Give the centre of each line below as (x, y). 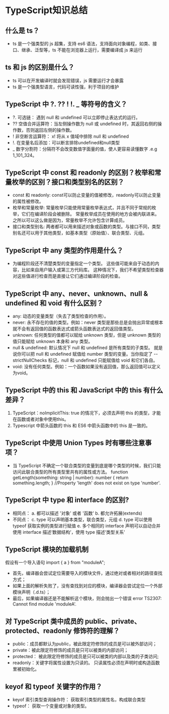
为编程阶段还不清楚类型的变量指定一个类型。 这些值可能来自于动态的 (83, 263)
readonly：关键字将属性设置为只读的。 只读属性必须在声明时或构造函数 (86, 663)
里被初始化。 (26, 669)
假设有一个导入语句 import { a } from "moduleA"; (55, 563)
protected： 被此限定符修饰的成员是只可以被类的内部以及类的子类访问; (86, 656)
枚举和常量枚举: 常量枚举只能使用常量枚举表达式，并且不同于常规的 (82, 208)
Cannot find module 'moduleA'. (45, 604)
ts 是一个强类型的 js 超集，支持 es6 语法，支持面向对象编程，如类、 (82, 44)
